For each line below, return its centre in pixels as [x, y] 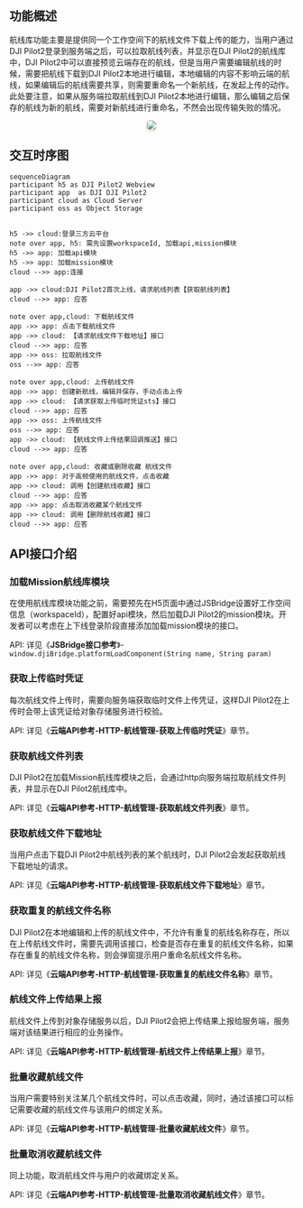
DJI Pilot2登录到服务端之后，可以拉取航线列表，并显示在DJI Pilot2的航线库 [148, 51]
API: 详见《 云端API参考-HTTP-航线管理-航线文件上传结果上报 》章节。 [140, 1051]
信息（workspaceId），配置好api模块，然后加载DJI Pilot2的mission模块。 [144, 614]
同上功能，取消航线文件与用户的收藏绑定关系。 [96, 1176]
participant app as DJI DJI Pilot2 [78, 192]
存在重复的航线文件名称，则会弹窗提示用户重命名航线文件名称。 [128, 954]
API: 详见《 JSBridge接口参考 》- [67, 645]
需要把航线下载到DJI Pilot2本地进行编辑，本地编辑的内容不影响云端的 [153, 73]
